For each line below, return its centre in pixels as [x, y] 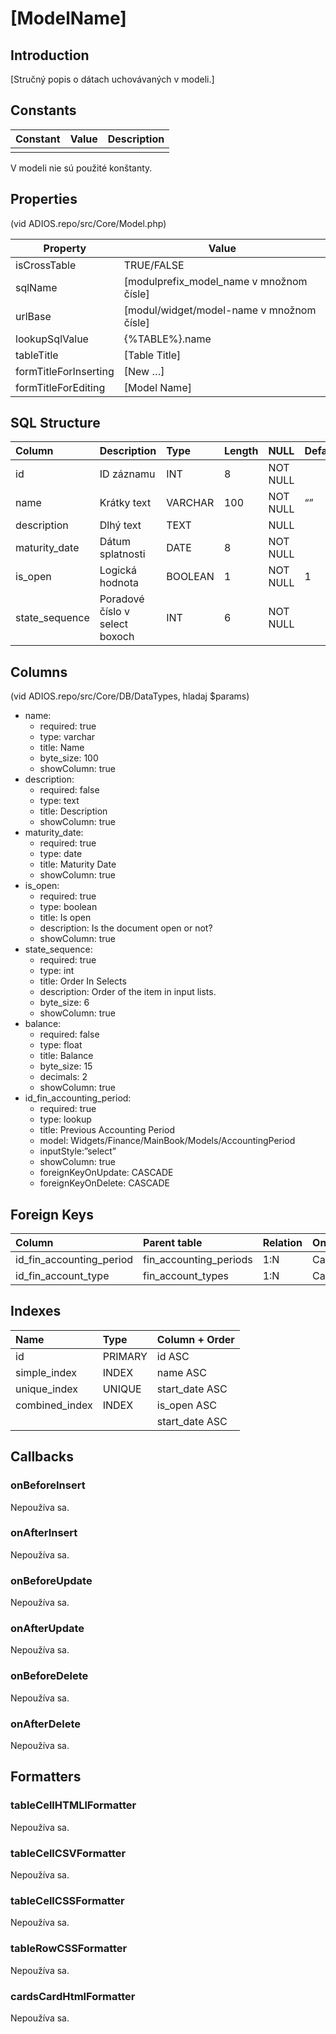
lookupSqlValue [52, 339]
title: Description [73, 811]
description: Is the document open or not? [126, 928]
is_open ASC [186, 1405]
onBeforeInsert [48, 1485]
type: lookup [65, 1119]
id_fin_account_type [62, 1276]
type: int [57, 971]
